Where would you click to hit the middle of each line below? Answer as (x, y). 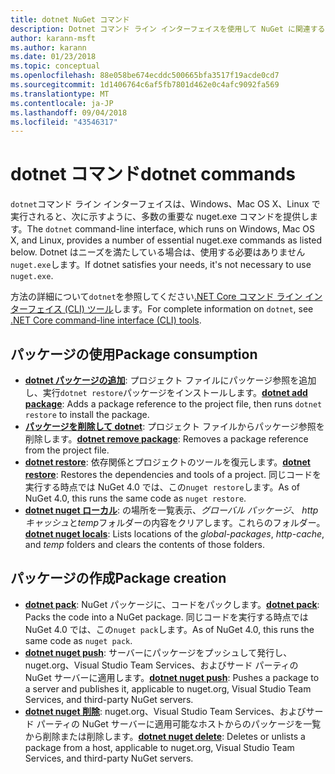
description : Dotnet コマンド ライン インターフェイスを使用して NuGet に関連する (168, 29)
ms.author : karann (48, 47)
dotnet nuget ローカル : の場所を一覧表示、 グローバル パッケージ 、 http (171, 510)
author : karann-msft (53, 38)
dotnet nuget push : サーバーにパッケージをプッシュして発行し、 (158, 652)
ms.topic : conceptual (55, 66)
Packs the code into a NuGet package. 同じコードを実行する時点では (166, 617)
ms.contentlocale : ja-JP (62, 103)
